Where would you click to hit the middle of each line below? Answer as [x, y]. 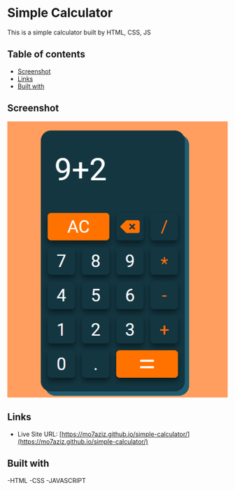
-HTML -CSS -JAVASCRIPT [47, 480]
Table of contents [46, 54]
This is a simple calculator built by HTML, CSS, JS [79, 32]
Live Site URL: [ [40, 434]
